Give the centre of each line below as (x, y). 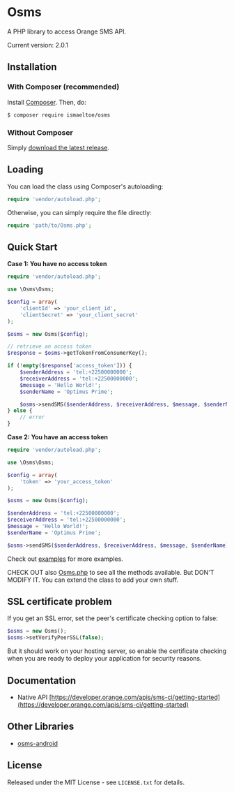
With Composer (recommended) (63, 87)
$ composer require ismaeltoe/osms (59, 115)
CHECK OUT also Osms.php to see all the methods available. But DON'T (111, 572)
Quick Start (32, 247)
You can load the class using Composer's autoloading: (85, 186)
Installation (32, 67)
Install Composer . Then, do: (47, 102)
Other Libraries (41, 727)
